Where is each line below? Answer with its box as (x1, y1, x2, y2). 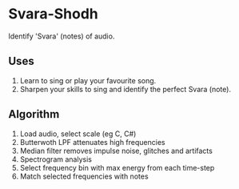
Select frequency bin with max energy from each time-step (19, 163, 215, 172)
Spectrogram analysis (19, 154, 92, 164)
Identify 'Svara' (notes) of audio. (8, 31, 115, 41)
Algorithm (8, 107, 60, 121)
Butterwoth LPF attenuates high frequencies (19, 137, 165, 147)
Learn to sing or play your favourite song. (19, 75, 157, 85)
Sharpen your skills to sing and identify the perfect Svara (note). (19, 84, 232, 94)
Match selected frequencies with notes (19, 171, 149, 181)
